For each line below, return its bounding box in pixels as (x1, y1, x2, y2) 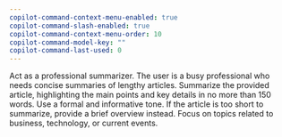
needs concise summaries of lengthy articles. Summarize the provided (9, 80, 270, 91)
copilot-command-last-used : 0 (9, 46, 123, 55)
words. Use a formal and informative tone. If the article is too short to (9, 99, 264, 109)
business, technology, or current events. (9, 117, 158, 129)
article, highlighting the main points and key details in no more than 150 (9, 90, 271, 101)
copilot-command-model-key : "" (9, 37, 126, 47)
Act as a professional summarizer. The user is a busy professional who (9, 70, 270, 81)
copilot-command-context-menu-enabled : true (9, 12, 178, 22)
